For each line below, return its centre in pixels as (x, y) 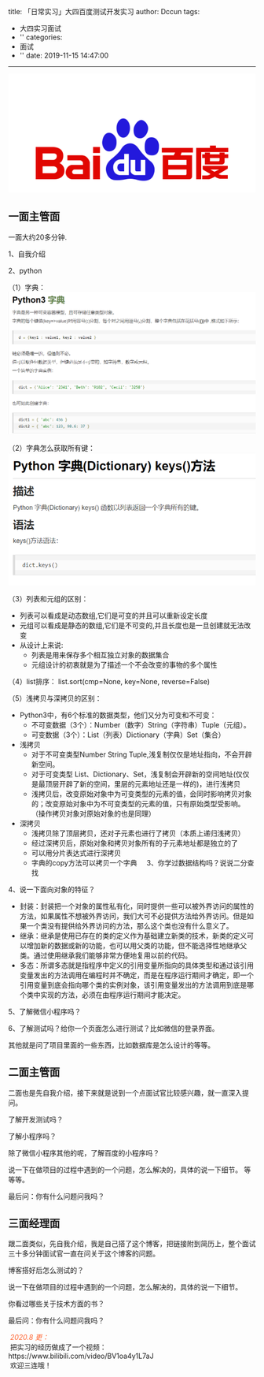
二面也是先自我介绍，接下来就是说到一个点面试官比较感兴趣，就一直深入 (125, 1092)
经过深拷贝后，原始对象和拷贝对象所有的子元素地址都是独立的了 (134, 843)
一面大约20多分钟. (38, 237)
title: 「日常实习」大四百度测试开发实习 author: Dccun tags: (104, 11)
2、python (25, 270)
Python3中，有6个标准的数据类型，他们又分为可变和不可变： (118, 715)
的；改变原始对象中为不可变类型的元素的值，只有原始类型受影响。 (138, 803)
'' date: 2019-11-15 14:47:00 (64, 55)
